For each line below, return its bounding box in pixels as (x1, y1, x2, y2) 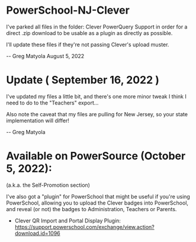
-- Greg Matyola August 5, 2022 (6, 52, 85, 59)
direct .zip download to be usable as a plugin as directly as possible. (6, 29, 173, 36)
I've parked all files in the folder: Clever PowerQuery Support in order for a (6, 23, 188, 30)
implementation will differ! (6, 117, 69, 124)
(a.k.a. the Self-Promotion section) (6, 181, 91, 189)
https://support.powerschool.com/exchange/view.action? (14, 223, 155, 230)
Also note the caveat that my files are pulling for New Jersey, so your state (6, 110, 188, 117)
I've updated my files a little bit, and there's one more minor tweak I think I (6, 93, 187, 100)
